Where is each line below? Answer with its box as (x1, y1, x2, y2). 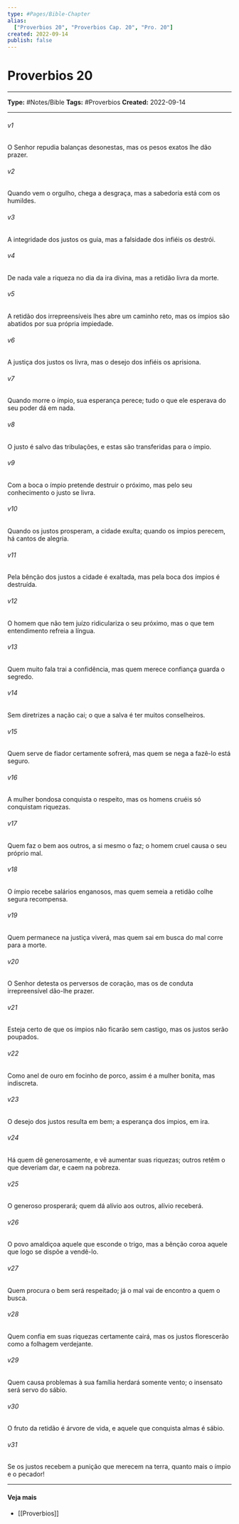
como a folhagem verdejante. (7, 1339, 94, 1348)
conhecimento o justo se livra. (7, 488, 96, 496)
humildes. (7, 197, 36, 205)
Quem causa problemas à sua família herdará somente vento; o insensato (7, 1378, 223, 1386)
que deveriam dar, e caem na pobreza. (7, 1163, 121, 1172)
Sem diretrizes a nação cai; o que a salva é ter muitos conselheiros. (7, 710, 206, 719)
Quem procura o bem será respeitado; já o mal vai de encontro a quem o (7, 1286, 221, 1294)
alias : (7, 17, 27, 24)
